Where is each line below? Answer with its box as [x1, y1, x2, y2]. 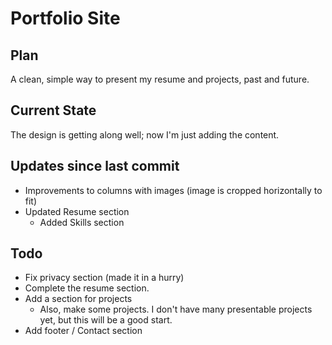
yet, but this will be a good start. [39, 314, 173, 326]
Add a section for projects [24, 293, 133, 305]
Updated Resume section [24, 205, 130, 217]
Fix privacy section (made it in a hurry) [24, 272, 185, 284]
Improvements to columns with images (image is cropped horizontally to [24, 184, 323, 196]
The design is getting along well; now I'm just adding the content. [10, 128, 280, 141]
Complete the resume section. [24, 282, 150, 294]
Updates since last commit [10, 158, 180, 175]
